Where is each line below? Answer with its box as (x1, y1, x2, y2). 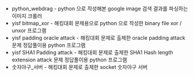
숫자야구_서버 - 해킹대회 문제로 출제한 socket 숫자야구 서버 (11, 64, 148, 70)
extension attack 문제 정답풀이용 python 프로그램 (11, 56, 127, 63)
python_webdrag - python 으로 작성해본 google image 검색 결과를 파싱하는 (11, 5, 189, 12)
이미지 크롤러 (11, 12, 42, 19)
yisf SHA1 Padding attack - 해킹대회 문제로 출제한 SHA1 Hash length (11, 49, 173, 56)
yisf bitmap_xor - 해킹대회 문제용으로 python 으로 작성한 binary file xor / (11, 20, 182, 26)
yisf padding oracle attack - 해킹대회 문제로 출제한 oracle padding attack (11, 34, 186, 41)
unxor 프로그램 (11, 27, 47, 34)
